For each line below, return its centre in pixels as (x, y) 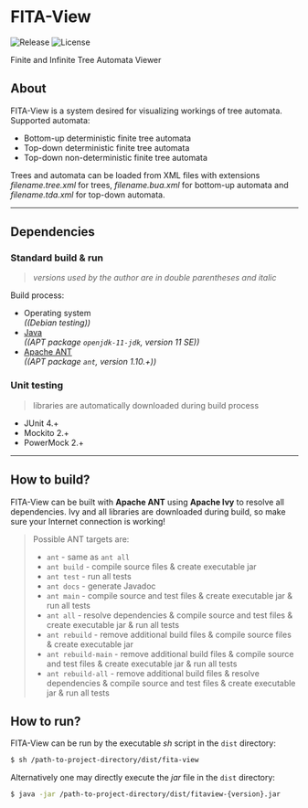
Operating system (57, 314)
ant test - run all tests (89, 576)
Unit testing (37, 386)
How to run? (46, 721)
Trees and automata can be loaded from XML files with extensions (135, 175)
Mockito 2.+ (46, 432)
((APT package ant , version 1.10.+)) (90, 362)
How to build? (50, 480)
